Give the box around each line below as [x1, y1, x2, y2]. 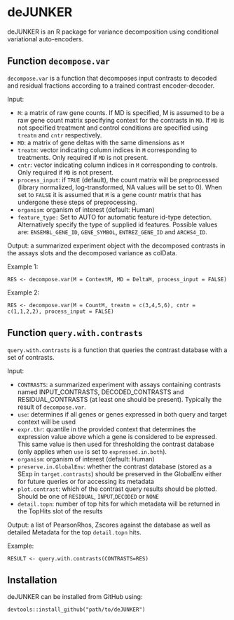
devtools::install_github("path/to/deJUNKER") [7, 606, 146, 614]
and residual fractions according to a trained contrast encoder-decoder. [7, 81, 215, 90]
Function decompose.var [7, 55, 111, 67]
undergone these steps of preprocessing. [17, 198, 138, 206]
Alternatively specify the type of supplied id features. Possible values [17, 220, 218, 229]
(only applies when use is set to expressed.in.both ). [17, 447, 167, 456]
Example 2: [7, 288, 40, 297]
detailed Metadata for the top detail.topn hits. [7, 527, 142, 537]
